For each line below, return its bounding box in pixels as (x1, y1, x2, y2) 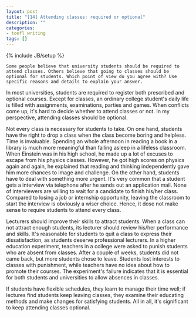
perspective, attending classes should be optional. (6, 114, 128, 121)
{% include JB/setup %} (6, 52, 65, 59)
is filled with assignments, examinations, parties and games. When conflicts (6, 102, 190, 109)
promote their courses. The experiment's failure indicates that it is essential (6, 268, 188, 275)
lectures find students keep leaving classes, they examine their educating (6, 292, 184, 298)
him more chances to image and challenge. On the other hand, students (6, 169, 180, 176)
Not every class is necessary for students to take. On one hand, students (6, 126, 183, 132)
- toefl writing (6, 31, 46, 36)
